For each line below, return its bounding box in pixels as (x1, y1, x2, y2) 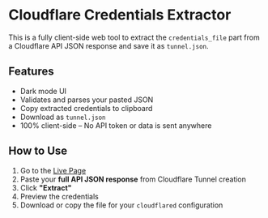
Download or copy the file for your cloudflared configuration (19, 200, 223, 210)
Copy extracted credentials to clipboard (19, 103, 153, 113)
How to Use (8, 144, 68, 158)
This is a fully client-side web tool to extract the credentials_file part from (8, 32, 261, 42)
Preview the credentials (19, 191, 100, 201)
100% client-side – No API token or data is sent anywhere (19, 120, 212, 130)
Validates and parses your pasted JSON (19, 95, 154, 105)
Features (8, 65, 54, 79)
